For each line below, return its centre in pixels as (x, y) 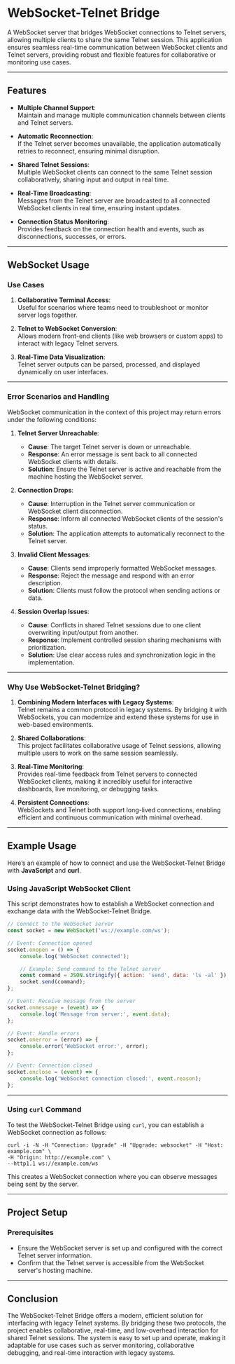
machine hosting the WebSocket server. (85, 476)
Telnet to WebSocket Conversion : (67, 329)
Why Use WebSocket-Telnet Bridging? (74, 687)
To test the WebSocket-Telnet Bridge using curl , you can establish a (106, 1125)
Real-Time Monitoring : (51, 767)
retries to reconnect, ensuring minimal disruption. (88, 151)
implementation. (51, 662)
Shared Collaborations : (51, 738)
